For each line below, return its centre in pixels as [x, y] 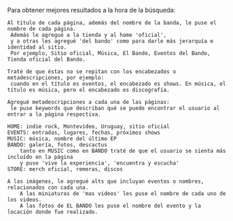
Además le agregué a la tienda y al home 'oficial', [89, 35]
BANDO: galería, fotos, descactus [58, 145]
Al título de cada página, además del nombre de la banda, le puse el [112, 23]
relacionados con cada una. [48, 188]
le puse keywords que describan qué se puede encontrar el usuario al [115, 108]
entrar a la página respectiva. [54, 114]
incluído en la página [40, 157]
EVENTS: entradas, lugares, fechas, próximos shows [84, 132]
